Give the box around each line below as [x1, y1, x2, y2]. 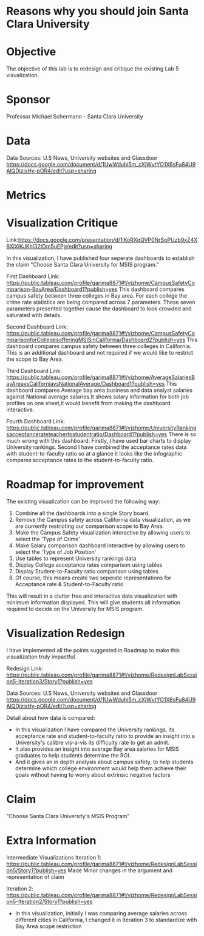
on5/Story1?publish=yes [6, 867, 67, 874]
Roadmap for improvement [6, 478, 144, 491]
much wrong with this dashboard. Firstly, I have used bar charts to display [6, 437, 191, 445]
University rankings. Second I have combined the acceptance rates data [6, 443, 187, 451]
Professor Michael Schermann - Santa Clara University [6, 113, 143, 120]
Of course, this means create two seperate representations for [15, 574, 172, 581]
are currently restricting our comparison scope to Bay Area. [15, 522, 165, 530]
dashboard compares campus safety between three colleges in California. [6, 343, 192, 350]
